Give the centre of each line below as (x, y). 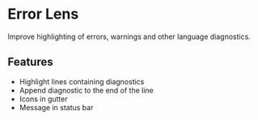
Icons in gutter (43, 99)
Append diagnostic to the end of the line (87, 90)
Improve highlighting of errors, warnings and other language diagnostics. (129, 36)
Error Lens (43, 14)
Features (30, 62)
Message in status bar (56, 107)
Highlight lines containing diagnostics (82, 81)
